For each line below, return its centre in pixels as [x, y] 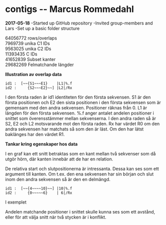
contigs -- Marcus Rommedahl [70, 9]
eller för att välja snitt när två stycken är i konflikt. [56, 217]
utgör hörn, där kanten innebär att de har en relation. [59, 159]
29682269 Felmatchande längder [39, 64]
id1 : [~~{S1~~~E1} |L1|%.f [39, 83]
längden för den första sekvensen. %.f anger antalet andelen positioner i [80, 113]
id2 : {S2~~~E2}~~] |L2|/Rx [39, 88]
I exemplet [16, 202]
